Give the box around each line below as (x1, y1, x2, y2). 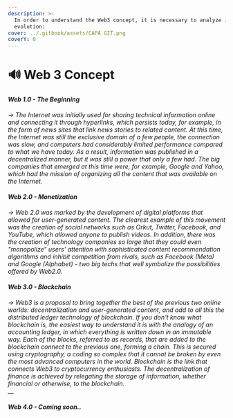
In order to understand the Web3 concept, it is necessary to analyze (14, 17, 222, 24)
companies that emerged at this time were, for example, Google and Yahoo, (8, 162, 224, 171)
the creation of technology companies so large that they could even (8, 237, 202, 246)
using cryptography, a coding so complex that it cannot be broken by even (8, 349, 221, 358)
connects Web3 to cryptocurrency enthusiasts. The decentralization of (8, 365, 210, 373)
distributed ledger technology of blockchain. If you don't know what (8, 313, 202, 321)
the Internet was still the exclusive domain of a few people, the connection (8, 132, 221, 141)
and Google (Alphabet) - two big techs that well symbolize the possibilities (8, 259, 221, 268)
